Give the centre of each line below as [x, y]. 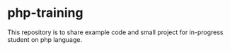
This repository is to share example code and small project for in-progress [116, 32]
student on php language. [45, 39]
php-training [45, 13]
